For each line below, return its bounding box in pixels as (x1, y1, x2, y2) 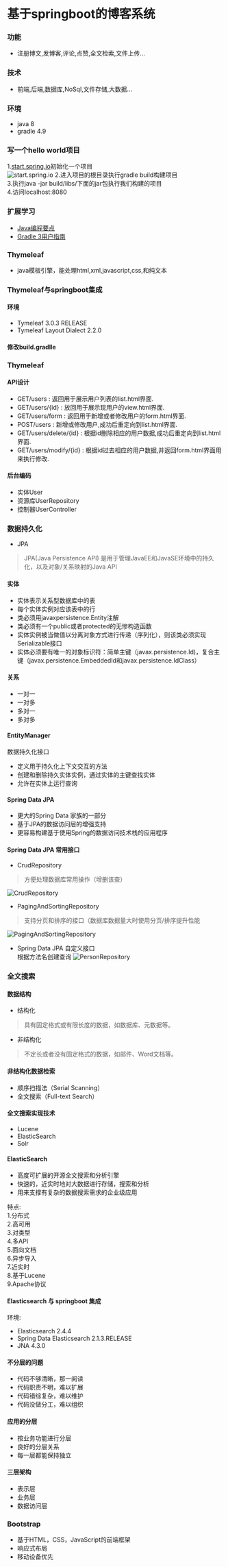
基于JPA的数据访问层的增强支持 (16, 820, 107, 828)
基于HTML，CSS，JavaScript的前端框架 (16, 1535, 131, 1544)
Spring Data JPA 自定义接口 (16, 944, 95, 952)
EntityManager (7, 731, 51, 740)
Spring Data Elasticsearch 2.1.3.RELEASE (16, 1334, 132, 1343)
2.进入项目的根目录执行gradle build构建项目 (54, 171, 178, 179)
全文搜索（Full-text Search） (16, 1092, 99, 1100)
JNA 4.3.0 (16, 1342, 46, 1350)
